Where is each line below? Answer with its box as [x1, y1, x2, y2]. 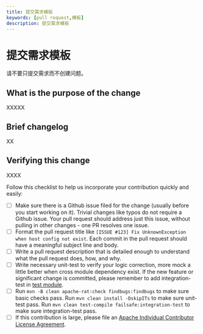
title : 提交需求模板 [6, 9, 53, 15]
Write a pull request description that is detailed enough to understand [15, 247, 190, 255]
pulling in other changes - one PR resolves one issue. [15, 221, 149, 229]
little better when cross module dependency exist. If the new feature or [15, 268, 194, 275]
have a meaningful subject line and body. [15, 241, 119, 249]
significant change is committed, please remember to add [15, 275, 160, 282]
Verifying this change [6, 155, 90, 166]
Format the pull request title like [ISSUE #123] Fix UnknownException [15, 228, 187, 235]
